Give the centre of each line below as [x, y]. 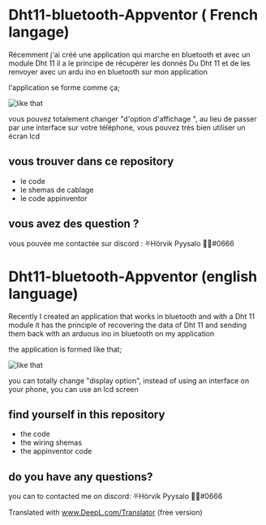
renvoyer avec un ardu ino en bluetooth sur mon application [108, 71]
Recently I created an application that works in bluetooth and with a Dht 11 [132, 316]
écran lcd [24, 136]
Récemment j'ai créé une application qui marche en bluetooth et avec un [129, 54]
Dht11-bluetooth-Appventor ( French [133, 15]
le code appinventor [54, 198]
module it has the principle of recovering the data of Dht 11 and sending [128, 325]
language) [43, 294]
